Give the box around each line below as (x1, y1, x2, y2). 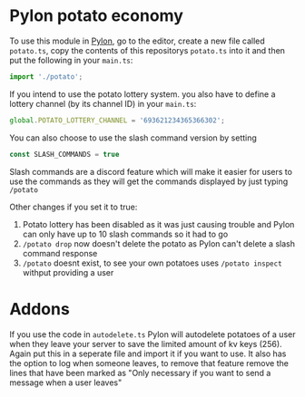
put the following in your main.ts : (9, 54, 133, 65)
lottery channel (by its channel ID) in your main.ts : (9, 98, 197, 109)
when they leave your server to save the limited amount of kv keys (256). (9, 338, 283, 349)
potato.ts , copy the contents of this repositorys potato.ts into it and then (9, 44, 286, 55)
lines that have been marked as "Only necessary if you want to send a (9, 367, 271, 378)
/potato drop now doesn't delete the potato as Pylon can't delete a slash (22, 237, 295, 249)
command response (22, 247, 98, 258)
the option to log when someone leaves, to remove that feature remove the (9, 357, 289, 368)
